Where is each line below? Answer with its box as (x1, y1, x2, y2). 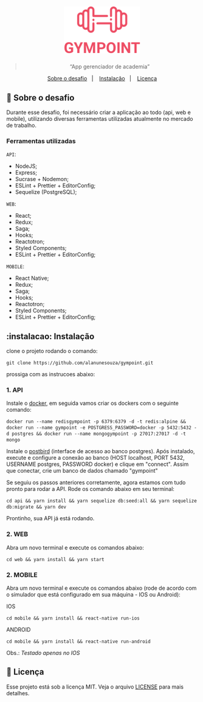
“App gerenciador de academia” (69, 63, 150, 70)
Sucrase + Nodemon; (15, 176, 69, 183)
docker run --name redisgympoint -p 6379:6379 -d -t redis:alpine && (6, 418, 187, 425)
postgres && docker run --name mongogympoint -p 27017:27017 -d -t (12, 431, 187, 437)
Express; (15, 169, 38, 176)
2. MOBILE (6, 570, 38, 579)
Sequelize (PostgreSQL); (15, 188, 77, 196)
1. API (6, 386, 23, 394)
